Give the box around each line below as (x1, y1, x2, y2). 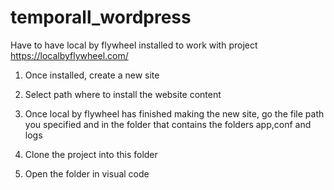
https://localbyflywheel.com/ (10, 49, 129, 61)
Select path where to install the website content (24, 88, 222, 100)
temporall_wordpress (10, 6, 192, 29)
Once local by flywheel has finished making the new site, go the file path (24, 107, 325, 120)
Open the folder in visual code (24, 167, 150, 180)
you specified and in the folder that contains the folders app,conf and (24, 118, 312, 130)
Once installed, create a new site (24, 69, 160, 81)
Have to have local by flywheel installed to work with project (10, 39, 258, 51)
